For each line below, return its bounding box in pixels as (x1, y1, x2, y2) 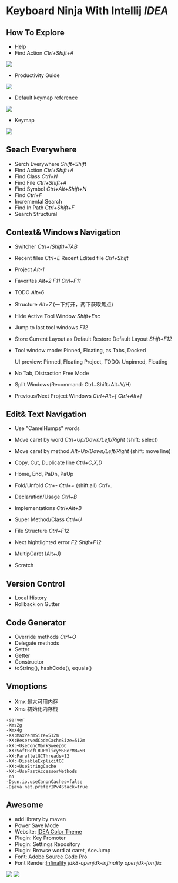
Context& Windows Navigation (6, 228, 122, 238)
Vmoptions (6, 681, 48, 692)
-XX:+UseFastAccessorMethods (6, 768, 78, 774)
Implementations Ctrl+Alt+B (14, 505, 82, 512)
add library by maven (14, 815, 66, 822)
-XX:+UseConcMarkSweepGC (6, 742, 67, 748)
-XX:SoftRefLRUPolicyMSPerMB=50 (6, 748, 85, 754)
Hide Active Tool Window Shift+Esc (14, 312, 101, 319)
